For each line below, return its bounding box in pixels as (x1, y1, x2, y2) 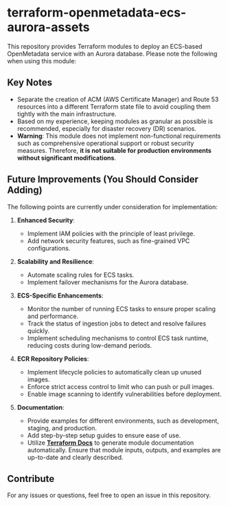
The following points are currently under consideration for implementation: (7, 202, 218, 211)
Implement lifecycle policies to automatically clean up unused (27, 368, 202, 376)
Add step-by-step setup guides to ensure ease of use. (27, 431, 181, 439)
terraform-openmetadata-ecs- (7, 5, 187, 21)
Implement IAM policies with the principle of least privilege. (27, 229, 196, 238)
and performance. (27, 312, 79, 320)
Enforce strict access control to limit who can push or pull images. (27, 382, 214, 390)
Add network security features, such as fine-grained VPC (27, 236, 190, 245)
